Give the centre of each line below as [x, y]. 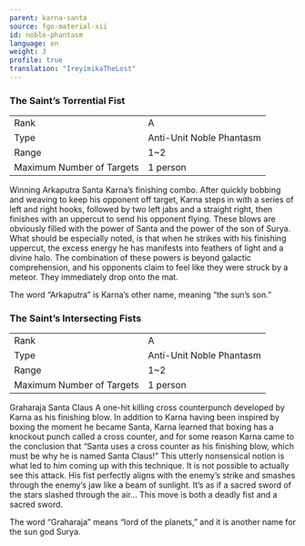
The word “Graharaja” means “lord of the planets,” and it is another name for [153, 522]
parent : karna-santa [49, 18]
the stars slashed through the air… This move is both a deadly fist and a [143, 495]
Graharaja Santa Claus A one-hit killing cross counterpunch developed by [147, 407]
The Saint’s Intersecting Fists [76, 318]
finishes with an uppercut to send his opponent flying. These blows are [142, 219]
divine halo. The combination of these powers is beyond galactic [131, 258]
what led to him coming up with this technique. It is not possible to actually [149, 466]
